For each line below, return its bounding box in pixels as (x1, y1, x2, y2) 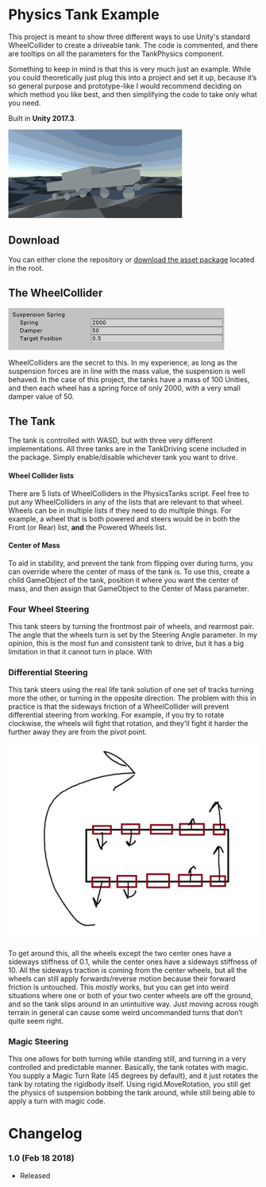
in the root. (8, 263, 44, 272)
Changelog (8, 1124, 83, 1142)
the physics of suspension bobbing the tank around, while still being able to (8, 1088, 256, 1098)
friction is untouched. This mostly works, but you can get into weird (8, 982, 229, 992)
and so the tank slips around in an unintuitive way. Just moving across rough (8, 999, 259, 1009)
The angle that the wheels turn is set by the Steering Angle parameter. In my (8, 631, 258, 640)
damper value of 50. (8, 392, 75, 401)
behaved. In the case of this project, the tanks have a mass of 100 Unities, (8, 374, 250, 384)
